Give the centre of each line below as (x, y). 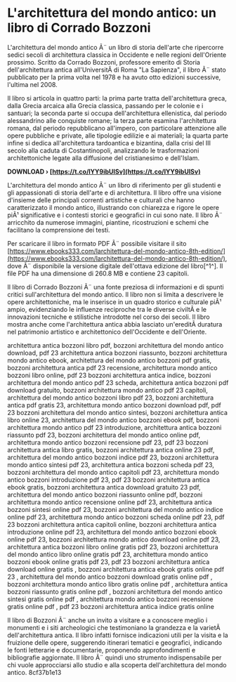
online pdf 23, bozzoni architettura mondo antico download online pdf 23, (114, 539)
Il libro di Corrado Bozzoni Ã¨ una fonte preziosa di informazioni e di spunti (116, 287)
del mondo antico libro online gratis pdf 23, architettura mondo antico (108, 554)
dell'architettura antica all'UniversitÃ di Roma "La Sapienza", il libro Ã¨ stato (117, 70)
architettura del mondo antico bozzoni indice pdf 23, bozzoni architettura (113, 457)
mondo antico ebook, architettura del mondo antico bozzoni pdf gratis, (110, 360)
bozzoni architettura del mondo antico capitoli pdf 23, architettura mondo (113, 472)
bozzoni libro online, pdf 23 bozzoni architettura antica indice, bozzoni (109, 375)
